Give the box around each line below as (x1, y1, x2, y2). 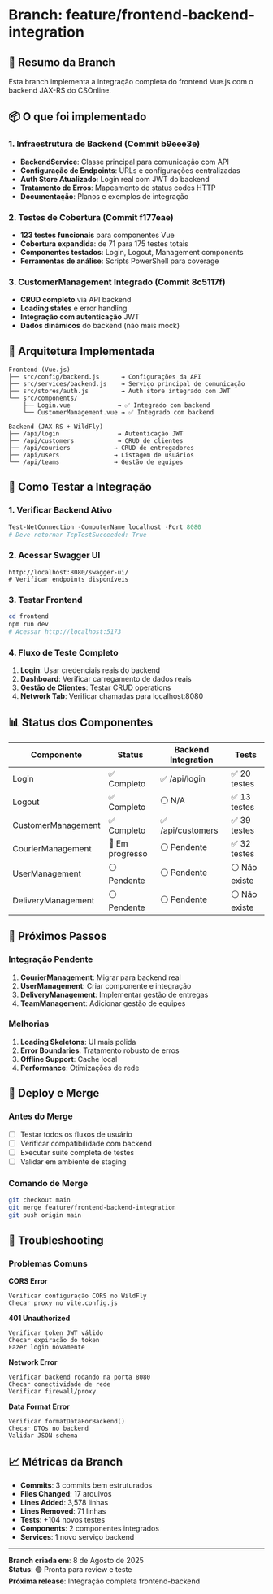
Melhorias (8, 1018, 50, 1029)
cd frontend (8, 613, 49, 621)
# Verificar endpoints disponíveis (8, 575, 129, 583)
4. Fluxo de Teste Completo (8, 647, 119, 658)
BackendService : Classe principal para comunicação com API (19, 157, 230, 167)
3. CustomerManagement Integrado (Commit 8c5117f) (8, 276, 226, 288)
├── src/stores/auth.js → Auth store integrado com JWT (8, 388, 231, 396)
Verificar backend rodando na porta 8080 (8, 1373, 151, 1382)
